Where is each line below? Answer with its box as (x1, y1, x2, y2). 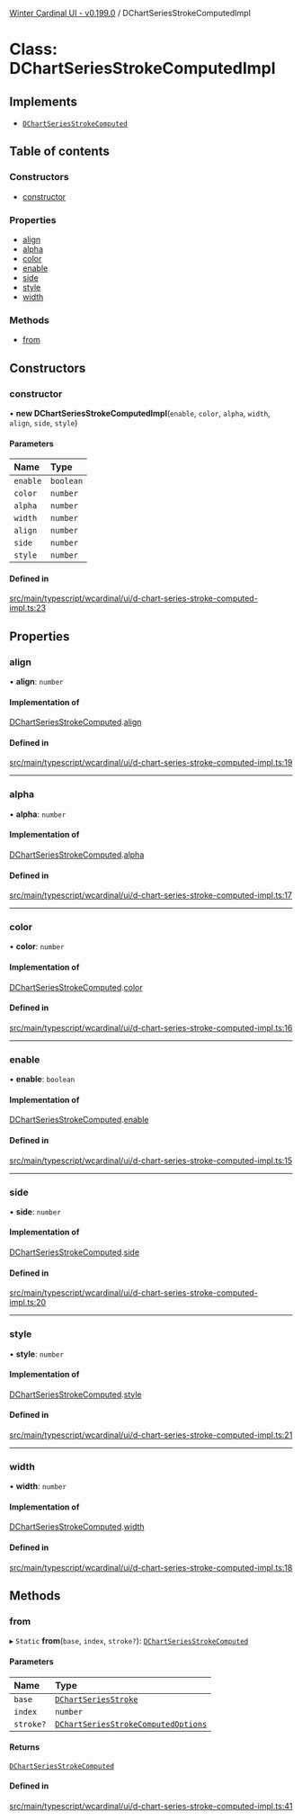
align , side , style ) (9, 417, 78, 428)
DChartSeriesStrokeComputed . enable (9, 1115, 149, 1125)
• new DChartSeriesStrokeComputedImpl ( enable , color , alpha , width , (9, 408, 271, 418)
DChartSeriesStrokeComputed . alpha (9, 849, 145, 860)
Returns (9, 1742, 40, 1753)
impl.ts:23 (9, 603, 47, 614)
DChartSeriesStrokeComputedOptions (55, 1718, 208, 1729)
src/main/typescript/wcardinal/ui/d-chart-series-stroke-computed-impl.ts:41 (9, 1800, 293, 1811)
